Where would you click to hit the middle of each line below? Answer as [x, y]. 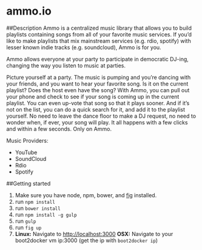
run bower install [38, 208]
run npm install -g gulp [46, 214]
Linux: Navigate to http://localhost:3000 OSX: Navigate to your [94, 234]
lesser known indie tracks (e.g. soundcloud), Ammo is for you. [84, 47]
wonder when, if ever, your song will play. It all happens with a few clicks [97, 122]
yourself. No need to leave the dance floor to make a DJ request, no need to [101, 116]
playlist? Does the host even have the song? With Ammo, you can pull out [98, 90]
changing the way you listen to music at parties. [66, 66]
